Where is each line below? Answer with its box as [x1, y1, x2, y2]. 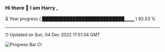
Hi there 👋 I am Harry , [5, 4, 58, 11]
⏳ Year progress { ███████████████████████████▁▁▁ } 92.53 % [5, 16, 156, 22]
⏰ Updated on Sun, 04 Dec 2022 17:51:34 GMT [5, 32, 100, 38]
